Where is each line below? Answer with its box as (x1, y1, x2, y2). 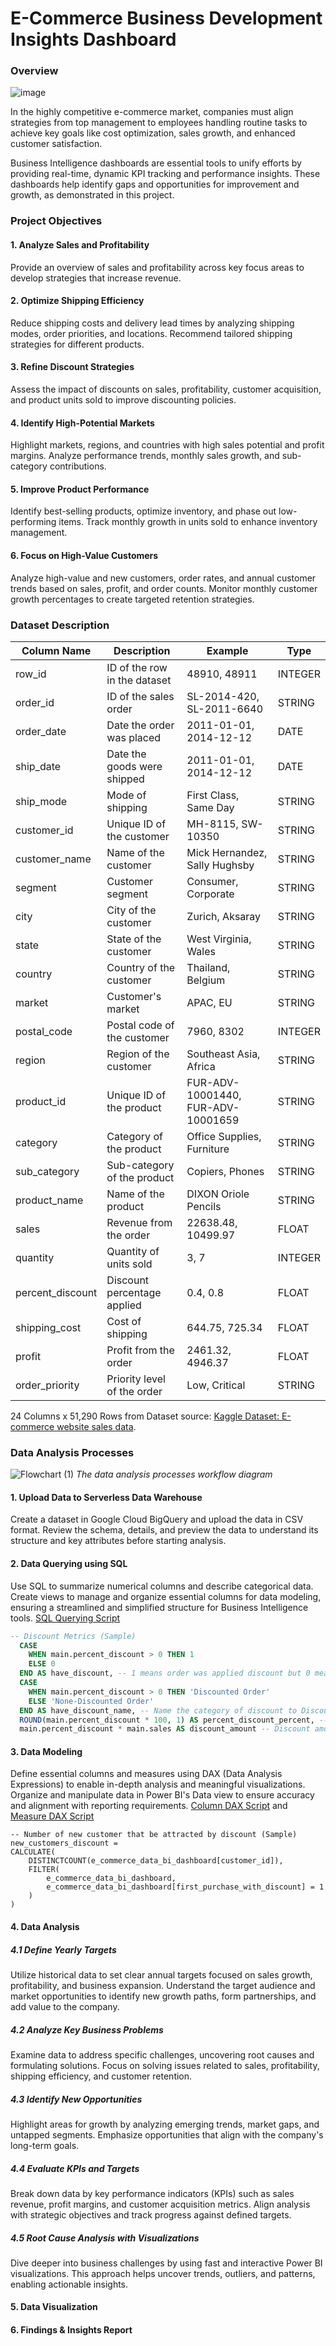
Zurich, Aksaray (186, 909, 262, 923)
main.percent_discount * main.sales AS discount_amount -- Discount (19, 1724, 311, 1734)
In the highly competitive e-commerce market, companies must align (10, 106, 294, 118)
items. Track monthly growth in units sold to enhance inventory (58, 516, 318, 528)
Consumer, (186, 874, 239, 888)
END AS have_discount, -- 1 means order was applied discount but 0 (19, 1668, 311, 1679)
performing (10, 516, 57, 528)
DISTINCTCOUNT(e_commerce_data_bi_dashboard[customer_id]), (28, 1856, 284, 1866)
